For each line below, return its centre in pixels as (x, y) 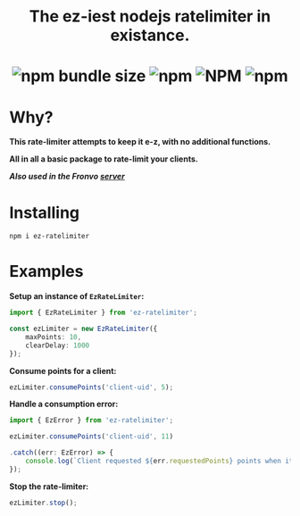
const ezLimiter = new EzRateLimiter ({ (83, 329)
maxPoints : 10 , (54, 337)
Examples (46, 272)
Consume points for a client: (63, 370)
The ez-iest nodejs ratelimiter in (150, 17)
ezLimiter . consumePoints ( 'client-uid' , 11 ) (92, 437)
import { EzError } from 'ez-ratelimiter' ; (92, 420)
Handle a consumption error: (64, 404)
